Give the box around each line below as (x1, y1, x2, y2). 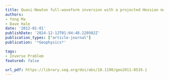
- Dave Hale (5, 21, 30, 26)
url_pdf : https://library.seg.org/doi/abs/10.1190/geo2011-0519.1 (5, 67, 147, 72)
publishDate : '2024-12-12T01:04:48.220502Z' (5, 30, 100, 35)
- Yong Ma (5, 16, 26, 21)
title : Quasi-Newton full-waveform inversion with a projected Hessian (5, 7, 158, 12)
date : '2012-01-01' (5, 26, 46, 31)
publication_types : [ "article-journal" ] (5, 35, 92, 40)
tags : (5, 48, 17, 54)
